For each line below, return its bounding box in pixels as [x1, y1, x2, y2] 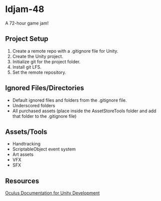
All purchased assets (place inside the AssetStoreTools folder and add [12, 108, 157, 114]
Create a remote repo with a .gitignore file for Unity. [12, 48, 119, 54]
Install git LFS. [12, 64, 42, 70]
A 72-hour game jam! [5, 20, 49, 26]
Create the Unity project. [12, 53, 63, 59]
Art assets [12, 151, 34, 157]
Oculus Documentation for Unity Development [5, 190, 100, 196]
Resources [5, 176, 39, 185]
